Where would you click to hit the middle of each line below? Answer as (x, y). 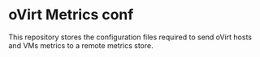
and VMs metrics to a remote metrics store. (81, 45)
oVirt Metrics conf (71, 15)
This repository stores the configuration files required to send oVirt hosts (130, 37)
